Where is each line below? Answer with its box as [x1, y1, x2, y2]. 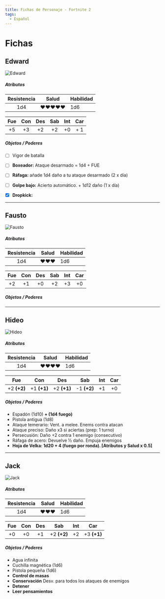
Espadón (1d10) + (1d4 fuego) [12, 411, 73, 417]
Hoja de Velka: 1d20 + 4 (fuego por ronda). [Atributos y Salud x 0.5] [12, 443, 153, 449]
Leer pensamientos [12, 588, 53, 594]
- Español [9, 16, 29, 21]
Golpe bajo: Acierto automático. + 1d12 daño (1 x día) [12, 182, 120, 188]
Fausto [5, 211, 27, 220]
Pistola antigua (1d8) [12, 417, 54, 423]
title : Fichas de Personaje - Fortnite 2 [5, 7, 91, 12]
